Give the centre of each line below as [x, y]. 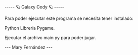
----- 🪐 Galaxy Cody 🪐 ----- [35, 7]
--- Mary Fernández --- [29, 47]
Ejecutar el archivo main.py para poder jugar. [50, 38]
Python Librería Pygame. [30, 28]
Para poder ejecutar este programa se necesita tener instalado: [69, 18]
